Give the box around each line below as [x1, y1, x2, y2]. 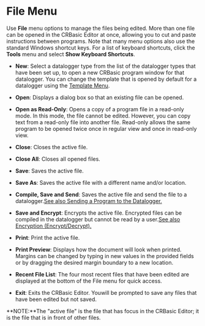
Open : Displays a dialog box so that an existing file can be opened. [15, 94, 184, 101]
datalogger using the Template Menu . [15, 81, 110, 89]
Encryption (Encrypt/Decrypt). [15, 222, 92, 229]
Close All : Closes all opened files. [15, 155, 101, 163]
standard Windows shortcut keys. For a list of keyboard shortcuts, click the [6, 44, 195, 51]
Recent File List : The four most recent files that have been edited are [15, 270, 190, 278]
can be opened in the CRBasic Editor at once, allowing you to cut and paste [6, 31, 196, 38]
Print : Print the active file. [15, 234, 80, 241]
